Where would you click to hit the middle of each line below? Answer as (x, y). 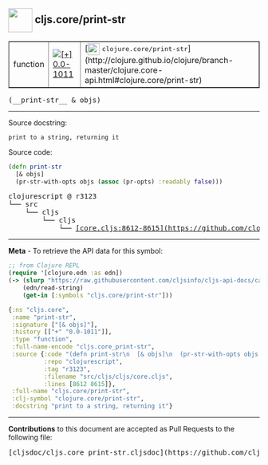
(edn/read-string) (53, 288)
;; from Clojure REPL (44, 266)
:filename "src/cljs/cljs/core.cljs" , (108, 376)
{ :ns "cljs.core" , (39, 309)
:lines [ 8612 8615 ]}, (79, 384)
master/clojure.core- (124, 70)
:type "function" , (42, 340)
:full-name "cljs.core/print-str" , (71, 392)
